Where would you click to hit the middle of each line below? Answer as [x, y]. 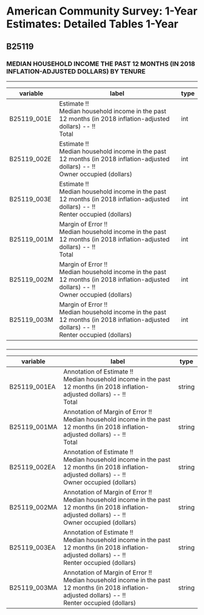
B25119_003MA [33, 588]
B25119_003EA [32, 547]
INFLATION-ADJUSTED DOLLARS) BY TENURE [76, 71]
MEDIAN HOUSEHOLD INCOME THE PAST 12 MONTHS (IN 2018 [101, 64]
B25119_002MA [33, 507]
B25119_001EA [32, 386]
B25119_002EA [32, 467]
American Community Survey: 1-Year [102, 11]
